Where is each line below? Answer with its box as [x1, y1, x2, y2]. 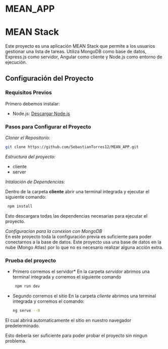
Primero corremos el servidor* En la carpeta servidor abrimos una [12, 268, 150, 274]
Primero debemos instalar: [5, 100, 61, 107]
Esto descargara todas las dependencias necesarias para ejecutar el [5, 213, 148, 219]
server [12, 168, 26, 175]
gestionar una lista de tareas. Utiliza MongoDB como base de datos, [5, 49, 147, 55]
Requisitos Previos [5, 89, 52, 96]
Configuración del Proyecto [5, 74, 94, 83]
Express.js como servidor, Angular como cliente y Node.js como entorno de [5, 54, 162, 60]
